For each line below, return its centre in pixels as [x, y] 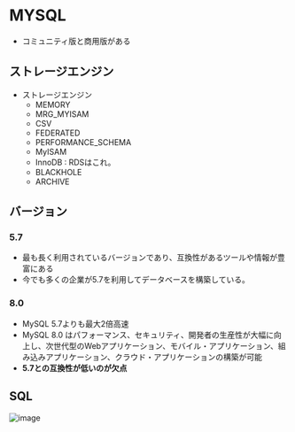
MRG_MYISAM [62, 114]
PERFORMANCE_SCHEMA [83, 142]
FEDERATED [58, 133]
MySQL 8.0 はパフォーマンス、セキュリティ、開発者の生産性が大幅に [148, 335]
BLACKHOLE [58, 172]
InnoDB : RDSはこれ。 [75, 162]
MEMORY [53, 104]
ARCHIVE [52, 181]
